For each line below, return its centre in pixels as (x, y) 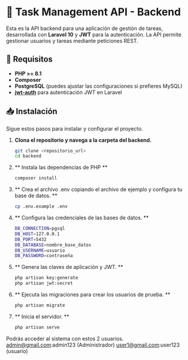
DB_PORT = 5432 (31, 239)
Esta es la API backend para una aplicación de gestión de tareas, (85, 28)
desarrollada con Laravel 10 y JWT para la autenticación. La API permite (94, 34)
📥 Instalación (32, 111)
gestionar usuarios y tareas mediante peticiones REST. (72, 41)
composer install (36, 178)
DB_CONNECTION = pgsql (40, 229)
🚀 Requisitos (29, 59)
